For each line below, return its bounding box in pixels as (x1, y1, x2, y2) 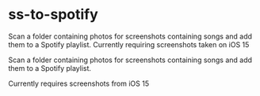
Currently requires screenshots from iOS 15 (8, 79, 149, 88)
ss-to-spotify (8, 6, 99, 24)
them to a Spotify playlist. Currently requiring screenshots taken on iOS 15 (8, 39, 250, 49)
